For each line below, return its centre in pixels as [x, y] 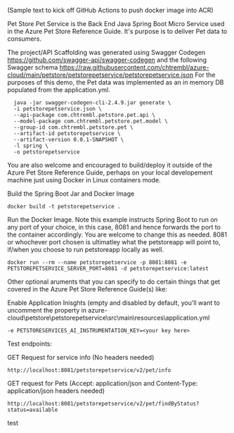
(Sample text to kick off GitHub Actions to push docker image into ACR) [110, 10]
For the [205, 75]
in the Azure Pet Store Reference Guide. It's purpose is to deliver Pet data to [117, 31]
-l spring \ [31, 146]
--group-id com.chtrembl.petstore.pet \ [73, 127]
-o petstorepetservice [47, 152]
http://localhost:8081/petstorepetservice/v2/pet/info [89, 370]
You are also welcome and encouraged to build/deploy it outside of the [110, 165]
